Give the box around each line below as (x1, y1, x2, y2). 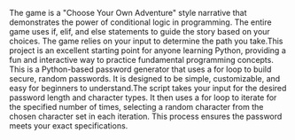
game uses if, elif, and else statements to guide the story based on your (9, 27, 270, 36)
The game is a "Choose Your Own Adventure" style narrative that (9, 8, 247, 18)
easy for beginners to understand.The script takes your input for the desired (9, 83, 287, 93)
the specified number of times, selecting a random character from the (9, 102, 264, 112)
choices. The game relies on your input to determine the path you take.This (9, 35, 283, 46)
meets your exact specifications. (9, 121, 128, 131)
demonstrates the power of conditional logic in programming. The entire (9, 17, 272, 27)
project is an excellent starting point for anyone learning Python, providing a (9, 45, 286, 56)
